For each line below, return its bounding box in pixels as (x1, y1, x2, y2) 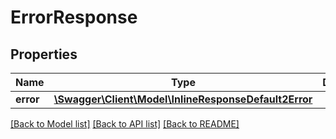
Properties (10, 46, 78, 63)
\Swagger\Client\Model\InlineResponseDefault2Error (53, 92, 313, 106)
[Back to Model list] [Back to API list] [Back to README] (10, 118, 240, 130)
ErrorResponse (10, 6, 138, 29)
